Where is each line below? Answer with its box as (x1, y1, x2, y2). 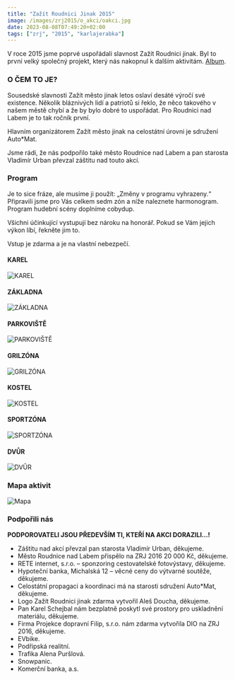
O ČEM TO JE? (7, 75, 58, 85)
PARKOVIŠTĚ (7, 319, 47, 328)
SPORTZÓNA (7, 415, 47, 424)
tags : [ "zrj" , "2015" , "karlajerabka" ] (7, 30, 125, 38)
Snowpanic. (17, 657, 52, 665)
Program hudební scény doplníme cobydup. (7, 204, 135, 213)
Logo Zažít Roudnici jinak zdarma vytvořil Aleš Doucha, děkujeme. (17, 597, 210, 605)
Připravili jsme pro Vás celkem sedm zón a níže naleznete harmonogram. (7, 197, 219, 205)
